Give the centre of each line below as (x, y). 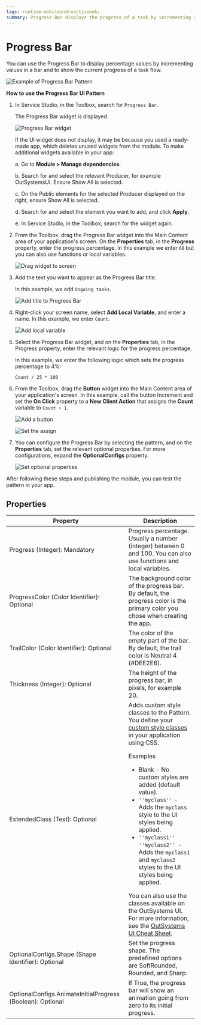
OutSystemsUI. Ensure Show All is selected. (69, 182)
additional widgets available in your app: (65, 153)
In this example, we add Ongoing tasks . (63, 289)
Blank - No (154, 770)
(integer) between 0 (156, 546)
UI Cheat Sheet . (150, 933)
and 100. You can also (160, 554)
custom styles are (164, 777)
